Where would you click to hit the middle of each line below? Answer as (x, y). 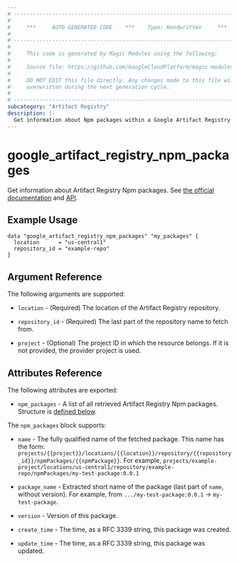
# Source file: (36, 67)
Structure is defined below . (57, 411)
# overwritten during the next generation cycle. (89, 87)
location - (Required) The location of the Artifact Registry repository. (119, 308)
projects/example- (190, 461)
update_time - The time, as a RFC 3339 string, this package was (111, 543)
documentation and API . (43, 197)
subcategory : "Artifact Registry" (59, 107)
